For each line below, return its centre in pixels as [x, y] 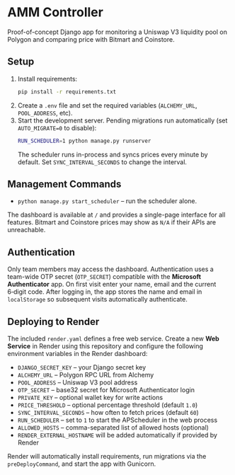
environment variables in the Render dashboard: [78, 353]
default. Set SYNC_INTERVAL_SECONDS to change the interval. [102, 162]
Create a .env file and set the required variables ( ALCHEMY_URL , [107, 105]
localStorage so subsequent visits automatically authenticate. [97, 299]
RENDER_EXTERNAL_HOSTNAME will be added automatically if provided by [117, 435]
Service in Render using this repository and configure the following [105, 346]
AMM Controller [56, 12]
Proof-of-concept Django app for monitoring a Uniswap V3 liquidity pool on [117, 32]
